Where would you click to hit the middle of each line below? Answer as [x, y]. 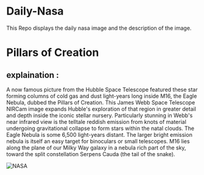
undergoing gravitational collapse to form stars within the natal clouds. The [100, 128]
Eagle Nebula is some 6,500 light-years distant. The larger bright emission [100, 134]
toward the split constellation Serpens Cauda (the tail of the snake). [91, 154]
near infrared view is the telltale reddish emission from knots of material [97, 122]
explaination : [33, 75]
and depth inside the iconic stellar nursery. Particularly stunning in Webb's [100, 115]
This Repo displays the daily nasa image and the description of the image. [99, 28]
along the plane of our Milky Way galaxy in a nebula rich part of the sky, [96, 148]
